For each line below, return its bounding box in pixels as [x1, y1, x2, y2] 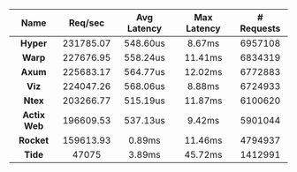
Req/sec [69, 17, 105, 29]
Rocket [19, 134, 49, 146]
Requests [240, 22, 281, 34]
